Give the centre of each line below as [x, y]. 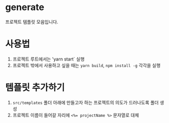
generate [25, 7]
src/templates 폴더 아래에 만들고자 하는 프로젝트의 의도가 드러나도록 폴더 [86, 102]
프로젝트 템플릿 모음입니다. [32, 22]
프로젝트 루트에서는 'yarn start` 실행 [48, 59]
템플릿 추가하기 [35, 88]
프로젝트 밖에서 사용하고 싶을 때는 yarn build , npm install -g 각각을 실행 [87, 65]
